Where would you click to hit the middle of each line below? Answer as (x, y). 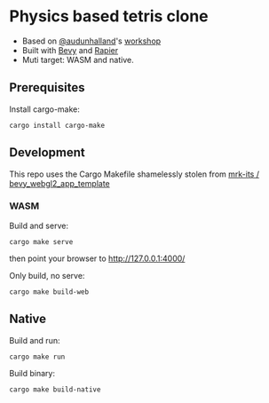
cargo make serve (41, 241)
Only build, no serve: (47, 275)
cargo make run (37, 357)
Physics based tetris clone (109, 16)
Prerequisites (47, 87)
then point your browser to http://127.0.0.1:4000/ (97, 258)
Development (47, 153)
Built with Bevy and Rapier (70, 50)
